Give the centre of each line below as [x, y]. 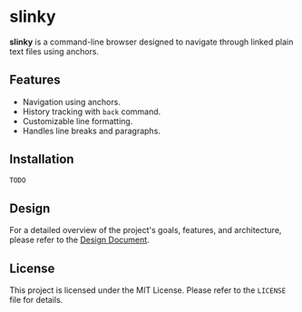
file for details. [36, 300]
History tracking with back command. [92, 112]
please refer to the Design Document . [79, 240]
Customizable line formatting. [78, 121]
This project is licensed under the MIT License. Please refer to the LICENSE [148, 290]
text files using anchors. [54, 51]
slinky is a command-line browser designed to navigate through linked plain [151, 42]
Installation [42, 159]
